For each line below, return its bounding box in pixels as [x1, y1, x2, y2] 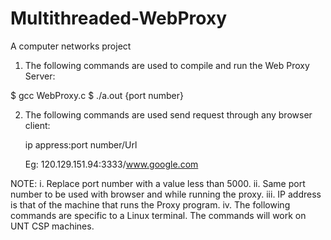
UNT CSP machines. [10, 220, 95, 232]
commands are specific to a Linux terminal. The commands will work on [10, 209, 307, 221]
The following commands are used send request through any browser [24, 108, 313, 121]
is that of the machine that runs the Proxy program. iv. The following [10, 198, 291, 211]
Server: [24, 70, 56, 82]
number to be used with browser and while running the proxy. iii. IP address [10, 188, 322, 200]
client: [24, 119, 51, 131]
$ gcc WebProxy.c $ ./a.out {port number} [10, 89, 184, 101]
